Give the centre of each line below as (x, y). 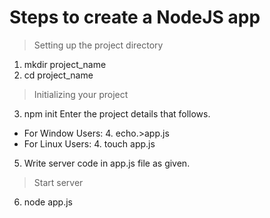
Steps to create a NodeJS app (135, 17)
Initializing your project (81, 94)
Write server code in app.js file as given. (107, 163)
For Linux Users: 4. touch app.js (89, 143)
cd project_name (58, 75)
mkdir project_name (65, 64)
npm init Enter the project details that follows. (117, 113)
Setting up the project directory (98, 45)
